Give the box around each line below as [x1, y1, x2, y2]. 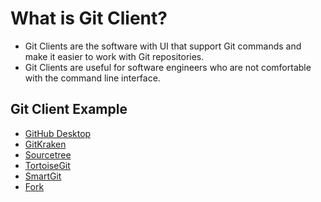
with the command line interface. [24, 72, 161, 84]
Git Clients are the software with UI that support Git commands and [24, 40, 302, 52]
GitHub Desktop [24, 127, 92, 139]
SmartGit [24, 170, 62, 182]
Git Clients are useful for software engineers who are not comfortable [24, 61, 312, 73]
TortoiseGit [24, 159, 71, 171]
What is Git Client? [10, 7, 168, 30]
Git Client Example [10, 101, 128, 118]
